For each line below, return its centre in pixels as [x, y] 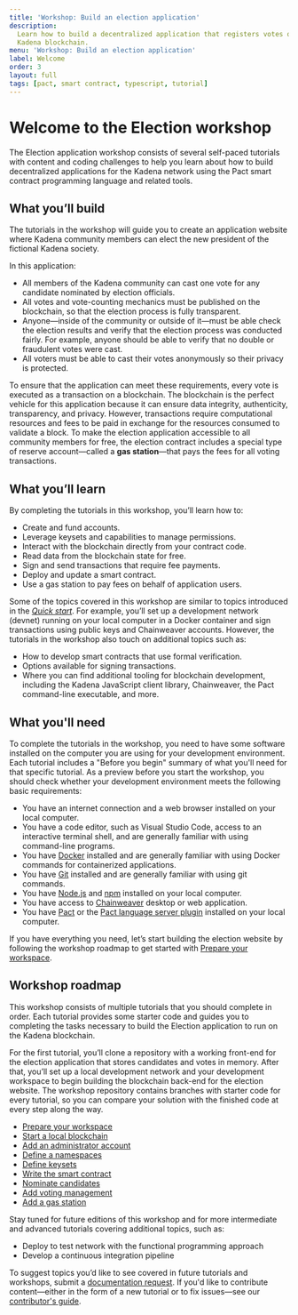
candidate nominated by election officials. [98, 293]
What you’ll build [57, 208]
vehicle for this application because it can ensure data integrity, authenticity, [149, 405]
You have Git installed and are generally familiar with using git [134, 874]
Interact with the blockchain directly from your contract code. [134, 547]
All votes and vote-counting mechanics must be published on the [141, 302]
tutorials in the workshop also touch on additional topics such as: [128, 639]
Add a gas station [54, 1202]
